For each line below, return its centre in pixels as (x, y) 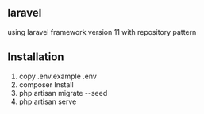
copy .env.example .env (58, 76)
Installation (36, 57)
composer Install (46, 84)
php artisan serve (48, 101)
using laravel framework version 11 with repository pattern (102, 32)
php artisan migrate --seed (63, 93)
